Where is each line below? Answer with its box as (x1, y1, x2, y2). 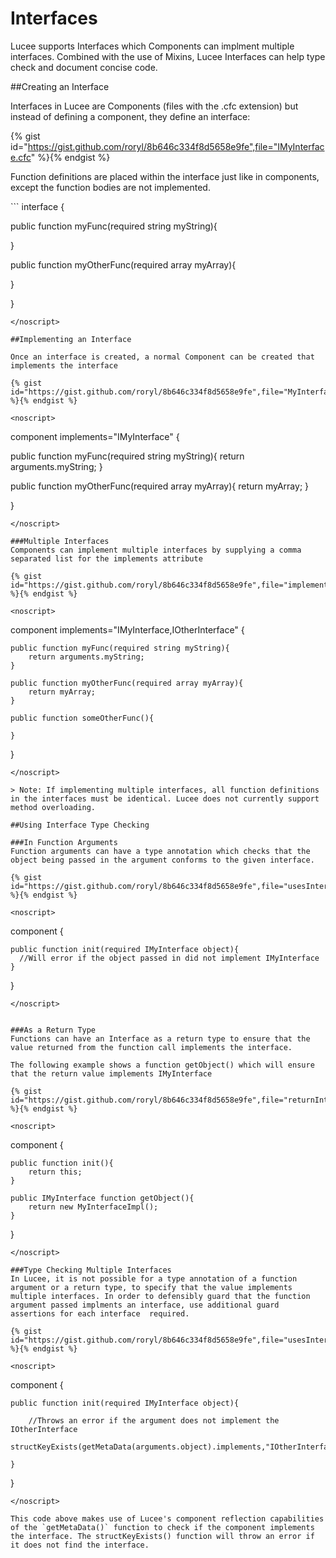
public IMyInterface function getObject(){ (10, 1193, 195, 1203)
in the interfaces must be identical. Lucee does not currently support (10, 793, 320, 804)
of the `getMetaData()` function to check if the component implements (10, 1522, 315, 1532)
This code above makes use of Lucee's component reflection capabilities (10, 1513, 325, 1524)
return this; (28, 1167, 83, 1177)
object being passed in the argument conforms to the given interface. (10, 855, 315, 865)
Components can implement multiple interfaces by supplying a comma (10, 545, 302, 555)
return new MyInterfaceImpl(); (28, 1202, 159, 1212)
